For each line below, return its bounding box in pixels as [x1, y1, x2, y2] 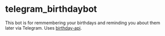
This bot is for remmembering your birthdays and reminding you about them [5, 20, 160, 26]
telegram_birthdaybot [5, 3, 98, 15]
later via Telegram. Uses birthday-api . [5, 25, 82, 31]
